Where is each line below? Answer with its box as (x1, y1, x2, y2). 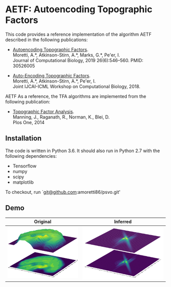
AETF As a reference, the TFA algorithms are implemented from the (5, 93, 147, 99)
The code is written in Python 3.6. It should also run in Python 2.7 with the (5, 148, 160, 154)
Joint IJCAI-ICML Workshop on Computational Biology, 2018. (12, 83, 141, 90)
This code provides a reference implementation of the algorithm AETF (5, 31, 152, 37)
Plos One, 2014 (12, 119, 45, 125)
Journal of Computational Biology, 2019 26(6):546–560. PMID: (12, 57, 144, 63)
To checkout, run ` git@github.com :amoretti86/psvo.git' (5, 189, 121, 195)
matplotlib (12, 179, 34, 185)
